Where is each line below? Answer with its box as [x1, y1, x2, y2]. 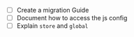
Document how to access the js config [16, 14, 128, 22]
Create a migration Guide [16, 6, 89, 14]
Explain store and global [16, 22, 89, 30]
